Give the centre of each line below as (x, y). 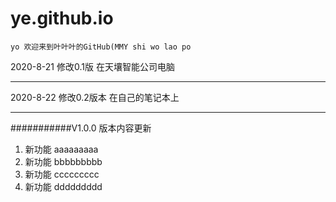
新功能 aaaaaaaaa (61, 149)
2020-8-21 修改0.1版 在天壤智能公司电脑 (92, 66)
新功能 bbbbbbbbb (63, 161)
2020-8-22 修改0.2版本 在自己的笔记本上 (95, 97)
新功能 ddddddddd (63, 186)
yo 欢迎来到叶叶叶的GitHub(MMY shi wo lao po (101, 47)
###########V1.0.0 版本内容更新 (81, 128)
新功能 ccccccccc (62, 174)
